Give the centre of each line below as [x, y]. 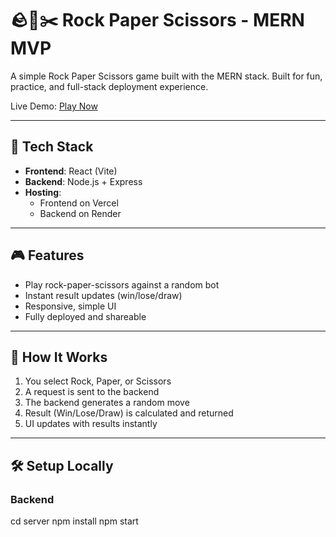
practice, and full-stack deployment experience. [109, 86]
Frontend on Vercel [79, 203]
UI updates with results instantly [91, 424]
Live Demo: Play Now [54, 106]
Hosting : [43, 192]
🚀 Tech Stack [52, 147]
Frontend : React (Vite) [71, 171]
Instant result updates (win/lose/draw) [103, 295]
